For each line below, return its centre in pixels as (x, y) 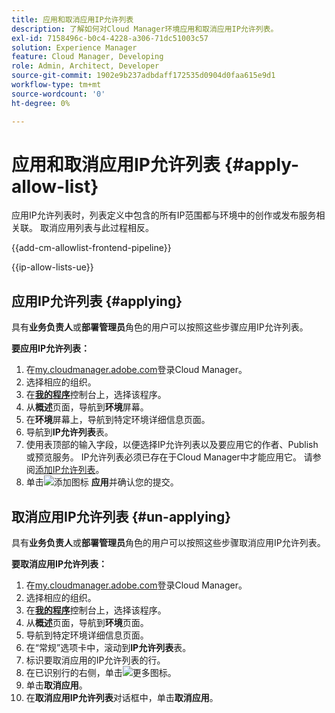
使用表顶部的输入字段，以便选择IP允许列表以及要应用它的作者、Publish (172, 445)
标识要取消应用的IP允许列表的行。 (95, 660)
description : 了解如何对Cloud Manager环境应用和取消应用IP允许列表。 (145, 29)
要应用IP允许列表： (51, 348)
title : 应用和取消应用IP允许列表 (72, 19)
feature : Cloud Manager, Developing (87, 57)
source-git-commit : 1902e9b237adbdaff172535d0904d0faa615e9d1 (143, 76)
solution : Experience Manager (74, 47)
